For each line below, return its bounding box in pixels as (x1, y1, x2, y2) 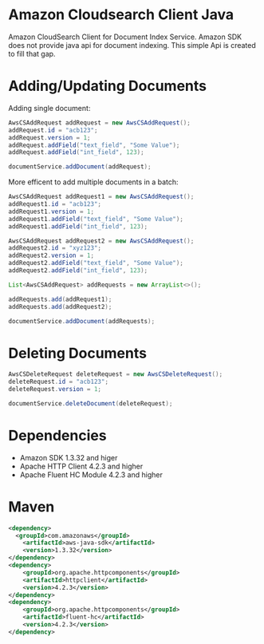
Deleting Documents (8, 344, 148, 362)
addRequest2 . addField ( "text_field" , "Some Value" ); (8, 259, 183, 267)
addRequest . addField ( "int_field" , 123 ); (8, 148, 145, 156)
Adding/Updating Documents (8, 77, 207, 95)
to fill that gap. (8, 49, 56, 58)
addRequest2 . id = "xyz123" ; (8, 244, 102, 252)
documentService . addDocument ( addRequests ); (8, 317, 156, 325)
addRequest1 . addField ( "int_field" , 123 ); (8, 222, 148, 231)
